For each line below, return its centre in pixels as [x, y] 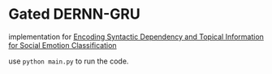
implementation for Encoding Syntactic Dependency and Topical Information [136, 37]
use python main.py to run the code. [69, 61]
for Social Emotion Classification [63, 45]
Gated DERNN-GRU [74, 14]
